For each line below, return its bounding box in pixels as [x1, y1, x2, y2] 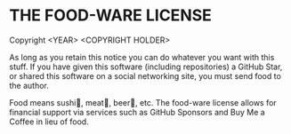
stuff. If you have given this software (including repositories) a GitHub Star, [9, 61, 283, 72]
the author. [9, 80, 49, 91]
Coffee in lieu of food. [9, 116, 89, 127]
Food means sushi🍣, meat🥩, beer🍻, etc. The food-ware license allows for [9, 97, 278, 107]
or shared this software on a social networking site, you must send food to [9, 70, 282, 81]
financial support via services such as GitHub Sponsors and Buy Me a [9, 106, 265, 117]
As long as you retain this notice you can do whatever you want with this [9, 51, 275, 62]
